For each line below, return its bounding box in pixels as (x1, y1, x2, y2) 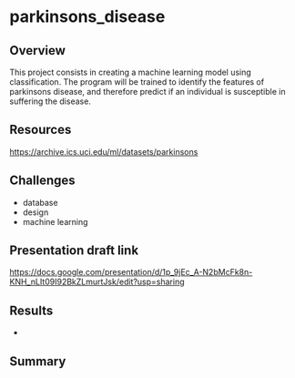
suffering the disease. (9, 96, 91, 107)
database (22, 197, 58, 208)
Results (9, 302, 54, 318)
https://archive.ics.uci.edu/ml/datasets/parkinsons (9, 146, 198, 157)
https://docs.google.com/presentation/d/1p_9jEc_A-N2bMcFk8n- (9, 267, 253, 278)
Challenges (9, 173, 76, 189)
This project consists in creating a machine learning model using (9, 66, 252, 77)
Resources (9, 122, 72, 138)
